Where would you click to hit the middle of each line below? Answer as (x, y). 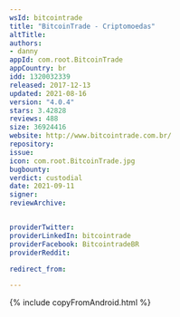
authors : (26, 43)
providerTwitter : (42, 227)
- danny (24, 52)
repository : (32, 144)
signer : (24, 195)
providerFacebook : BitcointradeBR (75, 244)
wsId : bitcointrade (46, 18)
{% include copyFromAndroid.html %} (80, 303)
